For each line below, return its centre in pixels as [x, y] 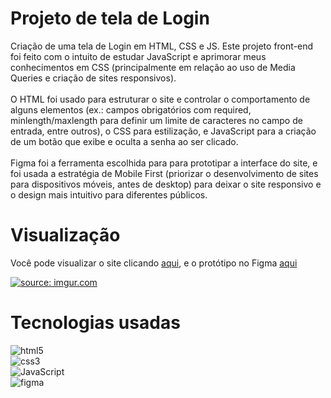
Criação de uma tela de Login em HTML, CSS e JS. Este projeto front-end [162, 46]
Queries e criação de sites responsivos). [93, 78]
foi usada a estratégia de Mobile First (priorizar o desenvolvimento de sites [164, 173]
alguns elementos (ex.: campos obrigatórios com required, [131, 109]
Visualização [65, 235]
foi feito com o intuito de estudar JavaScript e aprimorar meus [138, 56]
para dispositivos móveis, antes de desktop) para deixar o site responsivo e [166, 184]
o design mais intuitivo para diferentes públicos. [109, 194]
